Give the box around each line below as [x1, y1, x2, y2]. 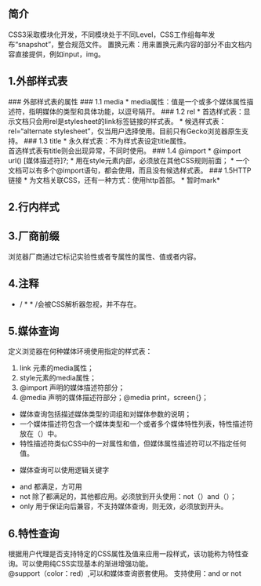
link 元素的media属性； [19, 363, 94, 373]
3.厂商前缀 [8, 230, 60, 243]
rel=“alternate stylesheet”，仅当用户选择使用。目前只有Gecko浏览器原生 [8, 126, 242, 136]
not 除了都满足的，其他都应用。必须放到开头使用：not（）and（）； [19, 492, 237, 501]
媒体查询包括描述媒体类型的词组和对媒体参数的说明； [19, 409, 192, 419]
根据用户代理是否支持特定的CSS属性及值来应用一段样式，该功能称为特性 [8, 549, 242, 559]
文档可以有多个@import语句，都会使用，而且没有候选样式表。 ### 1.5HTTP [8, 166, 252, 175]
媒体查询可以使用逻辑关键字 [19, 465, 110, 475]
